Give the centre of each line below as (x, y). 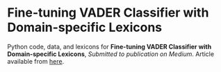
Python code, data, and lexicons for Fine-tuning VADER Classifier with (109, 46)
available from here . (36, 61)
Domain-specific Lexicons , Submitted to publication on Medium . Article (110, 54)
